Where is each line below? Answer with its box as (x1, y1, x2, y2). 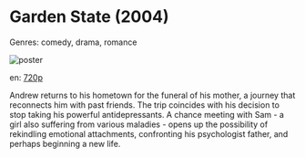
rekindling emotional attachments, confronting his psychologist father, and (9, 128, 289, 139)
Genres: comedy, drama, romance (9, 37, 137, 47)
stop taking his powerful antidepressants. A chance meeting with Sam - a (9, 109, 285, 120)
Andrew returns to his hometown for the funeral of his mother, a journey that (9, 90, 296, 100)
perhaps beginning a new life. (9, 138, 121, 149)
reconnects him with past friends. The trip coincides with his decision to (9, 99, 280, 111)
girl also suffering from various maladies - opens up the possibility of (9, 119, 269, 130)
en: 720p (9, 71, 44, 83)
